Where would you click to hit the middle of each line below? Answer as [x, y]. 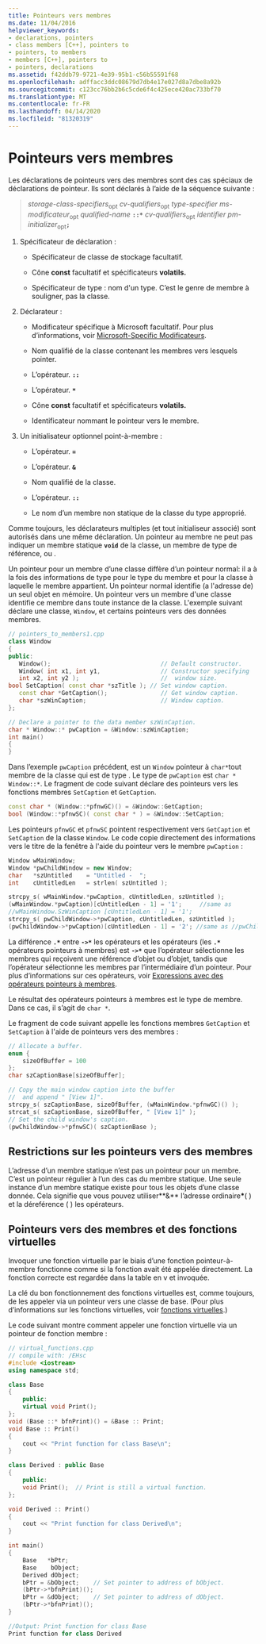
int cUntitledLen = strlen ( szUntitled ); [88, 883]
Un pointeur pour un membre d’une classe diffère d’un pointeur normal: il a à [133, 569]
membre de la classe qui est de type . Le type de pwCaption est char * [122, 775]
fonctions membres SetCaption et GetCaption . [82, 792]
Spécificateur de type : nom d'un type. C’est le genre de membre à [140, 288]
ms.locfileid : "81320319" [51, 119]
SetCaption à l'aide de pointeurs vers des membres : [93, 1031]
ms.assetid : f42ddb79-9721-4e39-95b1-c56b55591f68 [93, 75]
